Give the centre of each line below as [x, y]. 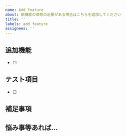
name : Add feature [24, 10]
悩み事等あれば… [32, 128]
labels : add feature [27, 24]
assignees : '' [20, 29]
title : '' [15, 19]
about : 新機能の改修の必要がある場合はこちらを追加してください [63, 15]
